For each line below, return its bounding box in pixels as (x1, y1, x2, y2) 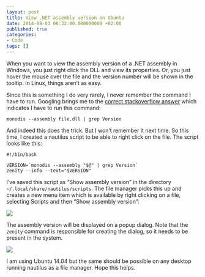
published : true (6, 26, 48, 32)
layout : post (6, 9, 40, 15)
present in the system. (6, 234, 63, 242)
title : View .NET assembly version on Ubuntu (6, 15, 124, 21)
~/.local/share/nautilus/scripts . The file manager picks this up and (6, 185, 182, 192)
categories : (6, 32, 37, 38)
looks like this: (6, 139, 43, 147)
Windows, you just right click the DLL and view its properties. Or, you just (6, 66, 191, 73)
